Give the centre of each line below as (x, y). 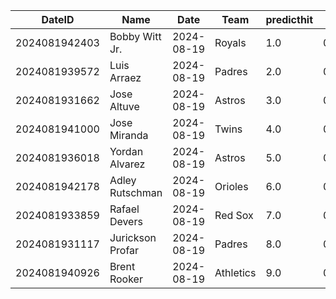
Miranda (129, 135)
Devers (126, 221)
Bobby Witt (135, 36)
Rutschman (136, 192)
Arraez (125, 77)
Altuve (124, 106)
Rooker (126, 279)
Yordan (126, 151)
